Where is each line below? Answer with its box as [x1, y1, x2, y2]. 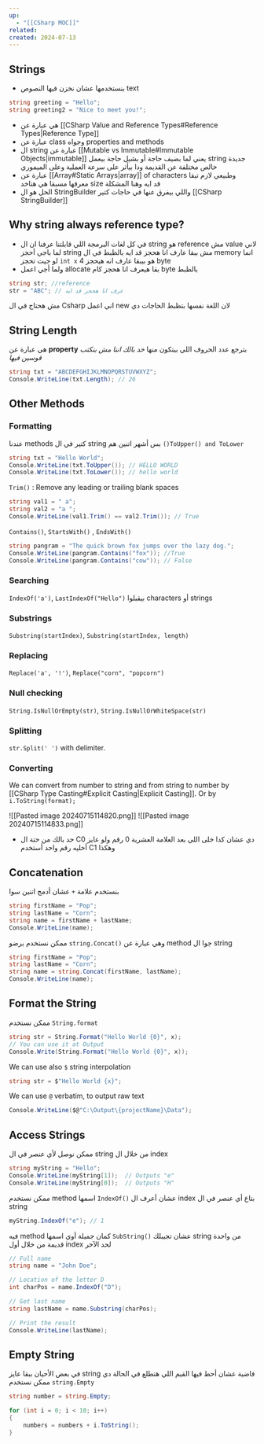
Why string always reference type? [9, 218, 185, 232]
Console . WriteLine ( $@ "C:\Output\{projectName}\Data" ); [9, 1107, 192, 1114]
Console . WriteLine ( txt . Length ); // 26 [9, 375, 136, 384]
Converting [9, 762, 53, 773]
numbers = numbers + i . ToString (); [23, 1421, 140, 1430]
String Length [9, 323, 78, 337]
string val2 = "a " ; [9, 505, 77, 514]
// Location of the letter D [9, 1276, 104, 1284]
